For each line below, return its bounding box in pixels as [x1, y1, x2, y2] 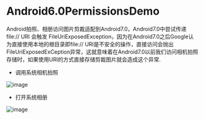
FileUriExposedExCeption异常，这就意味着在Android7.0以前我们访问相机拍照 [6, 48, 199, 56]
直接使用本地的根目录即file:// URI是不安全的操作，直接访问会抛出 [11, 40, 174, 48]
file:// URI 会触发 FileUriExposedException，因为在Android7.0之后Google [6, 32, 189, 40]
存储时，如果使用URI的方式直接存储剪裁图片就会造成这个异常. [6, 56, 161, 63]
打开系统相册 [15, 93, 47, 101]
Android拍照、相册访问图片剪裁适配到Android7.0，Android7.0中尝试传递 [6, 25, 187, 32]
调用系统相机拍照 [15, 68, 58, 76]
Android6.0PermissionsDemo [6, 4, 160, 18]
